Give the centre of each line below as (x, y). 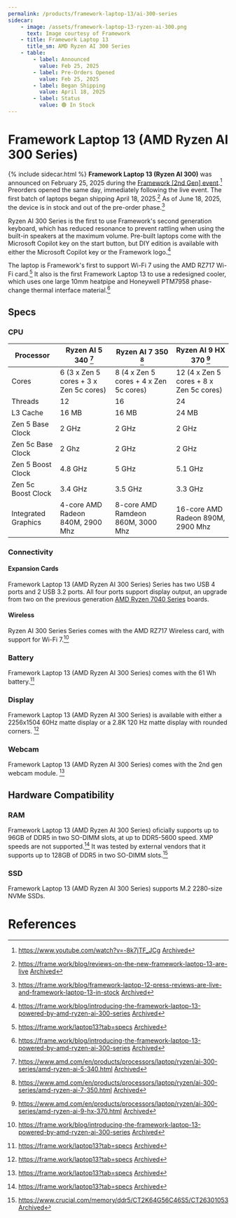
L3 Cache (28, 412)
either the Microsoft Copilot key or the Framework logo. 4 (89, 251)
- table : (33, 53)
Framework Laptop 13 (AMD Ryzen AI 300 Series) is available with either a (115, 715)
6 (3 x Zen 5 (80, 372)
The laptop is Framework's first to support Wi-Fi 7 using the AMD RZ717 (112, 265)
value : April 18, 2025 (72, 92)
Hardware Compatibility (61, 795)
